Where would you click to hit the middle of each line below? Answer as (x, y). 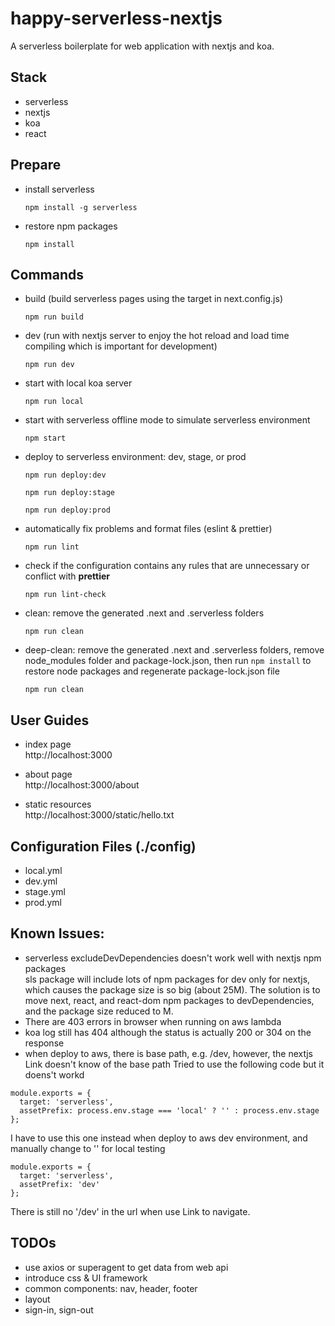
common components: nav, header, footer (111, 1288)
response (44, 1043)
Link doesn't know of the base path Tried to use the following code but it (174, 1064)
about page (48, 774)
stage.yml (45, 891)
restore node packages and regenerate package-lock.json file (152, 671)
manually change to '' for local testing (88, 1148)
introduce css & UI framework (86, 1278)
